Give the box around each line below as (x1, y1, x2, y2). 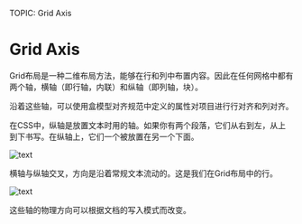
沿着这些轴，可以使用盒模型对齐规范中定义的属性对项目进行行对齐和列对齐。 (9, 100, 294, 111)
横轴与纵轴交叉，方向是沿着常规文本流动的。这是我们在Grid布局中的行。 (9, 167, 278, 179)
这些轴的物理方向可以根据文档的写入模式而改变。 (9, 204, 191, 215)
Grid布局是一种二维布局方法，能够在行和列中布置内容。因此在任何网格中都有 (9, 70, 294, 80)
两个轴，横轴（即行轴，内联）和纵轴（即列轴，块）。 (9, 81, 203, 92)
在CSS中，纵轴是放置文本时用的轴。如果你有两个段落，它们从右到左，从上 (9, 119, 287, 130)
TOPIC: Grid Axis (9, 8, 72, 18)
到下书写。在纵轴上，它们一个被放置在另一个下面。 (9, 131, 199, 142)
